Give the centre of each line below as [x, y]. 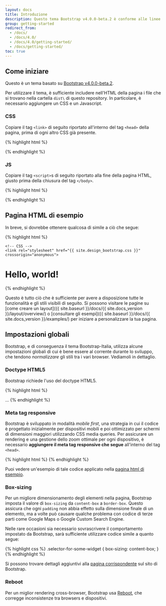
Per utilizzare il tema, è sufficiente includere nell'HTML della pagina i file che [83, 93]
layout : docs [19, 10]
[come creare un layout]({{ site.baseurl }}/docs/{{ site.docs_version [74, 308]
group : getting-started [30, 24]
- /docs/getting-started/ [36, 47]
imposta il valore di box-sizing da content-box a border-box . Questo [74, 503]
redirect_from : [21, 28]
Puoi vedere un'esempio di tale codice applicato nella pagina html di [75, 469]
